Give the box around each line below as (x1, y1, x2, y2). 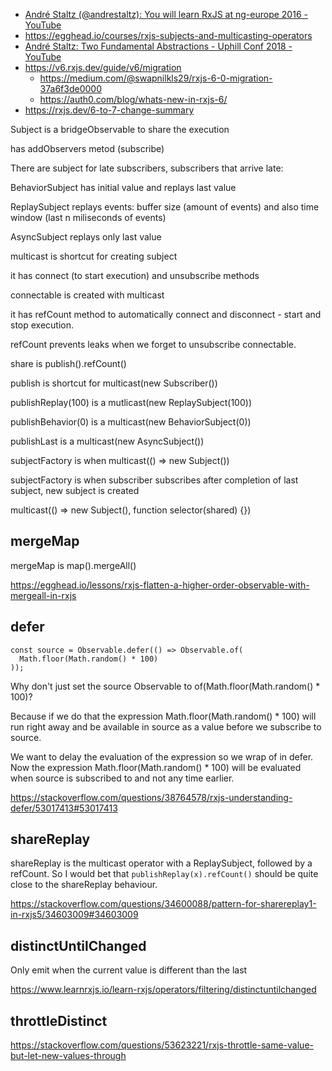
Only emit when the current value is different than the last (10, 964, 248, 976)
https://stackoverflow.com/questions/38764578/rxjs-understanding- (10, 791, 293, 803)
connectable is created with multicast (10, 289, 165, 301)
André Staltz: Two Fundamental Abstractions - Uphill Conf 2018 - (24, 40, 293, 52)
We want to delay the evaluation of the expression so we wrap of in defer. (10, 750, 314, 763)
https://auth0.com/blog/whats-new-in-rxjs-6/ (39, 94, 228, 105)
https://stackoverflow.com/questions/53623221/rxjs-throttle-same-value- (10, 1039, 314, 1051)
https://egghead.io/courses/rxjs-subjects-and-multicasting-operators (24, 30, 313, 41)
